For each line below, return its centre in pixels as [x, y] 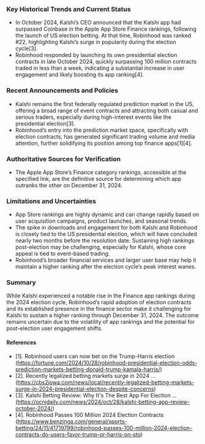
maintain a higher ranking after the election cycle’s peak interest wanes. [106, 267]
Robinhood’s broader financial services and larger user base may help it [106, 260]
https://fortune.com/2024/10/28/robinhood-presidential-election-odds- [107, 362]
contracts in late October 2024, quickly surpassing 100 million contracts [106, 62]
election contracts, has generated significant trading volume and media [105, 136]
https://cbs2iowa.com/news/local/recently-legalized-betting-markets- [106, 382]
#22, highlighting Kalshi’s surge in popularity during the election [95, 42]
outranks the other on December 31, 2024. [69, 185]
